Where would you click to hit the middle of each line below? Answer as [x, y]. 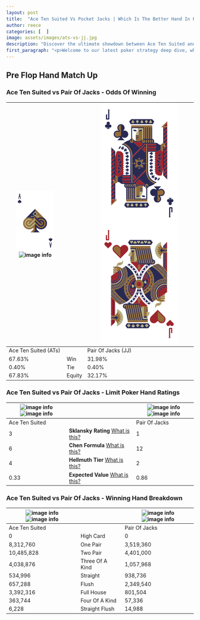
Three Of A [94, 561]
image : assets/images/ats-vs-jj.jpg [51, 38]
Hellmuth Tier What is [96, 460]
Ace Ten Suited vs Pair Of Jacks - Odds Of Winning [81, 93]
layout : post [22, 13]
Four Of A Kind [98, 601]
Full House [93, 592]
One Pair [91, 544]
